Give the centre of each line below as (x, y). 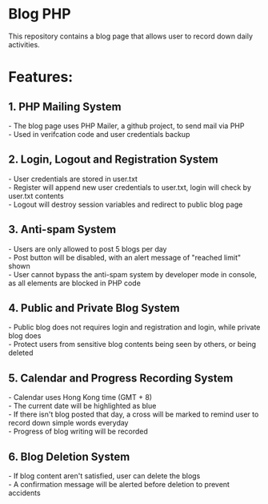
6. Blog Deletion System (69, 456)
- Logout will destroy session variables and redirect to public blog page (126, 204)
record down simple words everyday (68, 423)
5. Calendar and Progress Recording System (121, 378)
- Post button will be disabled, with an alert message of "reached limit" (125, 257)
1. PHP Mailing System (65, 106)
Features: (41, 77)
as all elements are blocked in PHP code (75, 283)
